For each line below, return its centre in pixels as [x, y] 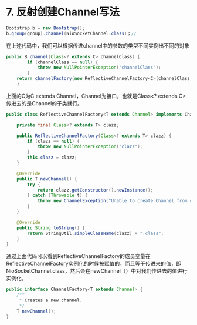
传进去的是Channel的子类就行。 [45, 103]
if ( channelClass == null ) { [63, 62]
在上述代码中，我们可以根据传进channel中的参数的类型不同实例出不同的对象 [98, 45]
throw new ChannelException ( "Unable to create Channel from [112, 201]
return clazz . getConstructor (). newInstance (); [95, 190]
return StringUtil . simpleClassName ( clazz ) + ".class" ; [96, 233]
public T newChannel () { [47, 179]
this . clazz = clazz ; [52, 158]
